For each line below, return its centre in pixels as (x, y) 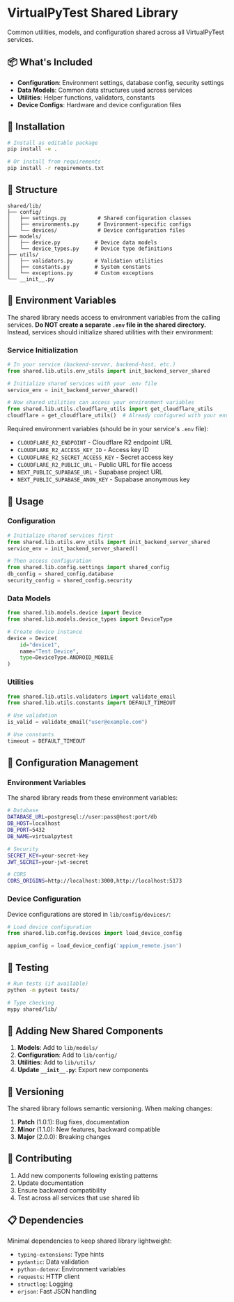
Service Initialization (43, 350)
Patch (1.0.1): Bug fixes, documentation (73, 1122)
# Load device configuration (49, 927)
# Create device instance (45, 632)
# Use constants (31, 735)
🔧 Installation (36, 127)
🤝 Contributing (40, 1159)
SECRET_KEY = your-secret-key (48, 855)
